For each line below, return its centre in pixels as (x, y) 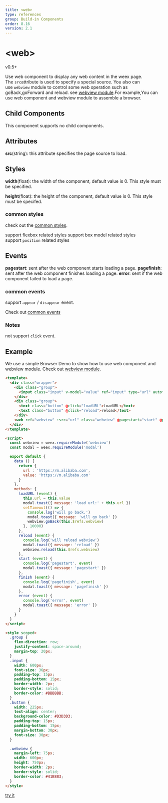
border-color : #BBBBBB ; (39, 693)
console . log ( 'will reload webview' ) (61, 540)
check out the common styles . (36, 225)
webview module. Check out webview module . (53, 369)
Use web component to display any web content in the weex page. (74, 77)
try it (10, 796)
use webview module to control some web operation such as (66, 87)
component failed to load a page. (39, 278)
